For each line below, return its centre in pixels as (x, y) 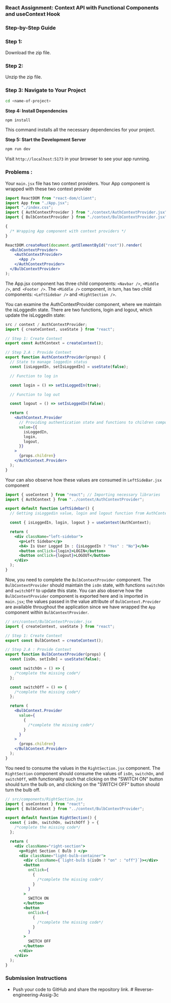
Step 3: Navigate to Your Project (46, 90)
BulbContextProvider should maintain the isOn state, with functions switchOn (85, 585)
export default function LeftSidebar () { (50, 509)
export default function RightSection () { (51, 818)
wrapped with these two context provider (49, 189)
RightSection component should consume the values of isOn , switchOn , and (84, 773)
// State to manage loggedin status (49, 362)
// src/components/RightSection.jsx (44, 799)
